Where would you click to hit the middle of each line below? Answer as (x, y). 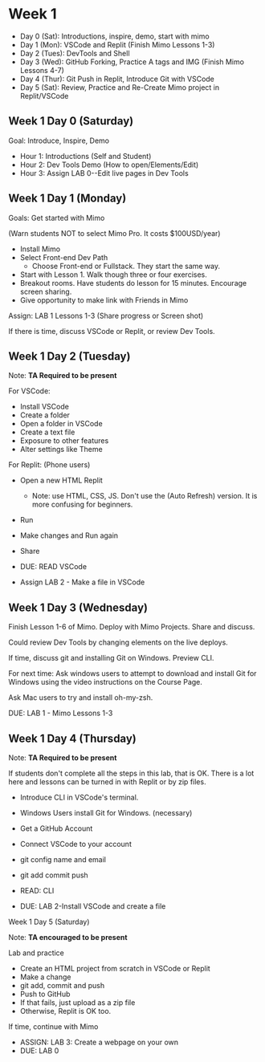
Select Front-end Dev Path (64, 257)
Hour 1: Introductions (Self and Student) (86, 156)
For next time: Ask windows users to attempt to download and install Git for (132, 673)
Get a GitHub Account (56, 828)
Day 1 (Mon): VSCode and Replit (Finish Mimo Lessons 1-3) (117, 44)
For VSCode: (29, 391)
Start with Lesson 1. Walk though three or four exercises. (113, 275)
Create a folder (45, 415)
